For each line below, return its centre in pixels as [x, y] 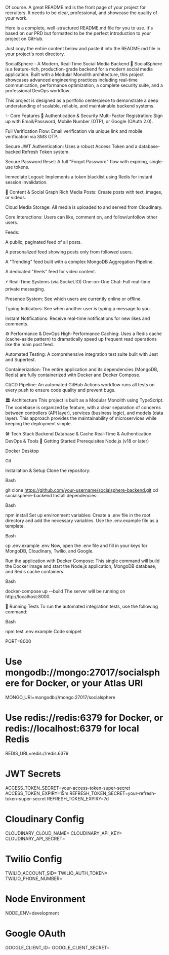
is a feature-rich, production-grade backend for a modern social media [79, 69]
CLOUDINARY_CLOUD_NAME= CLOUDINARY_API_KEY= [64, 833]
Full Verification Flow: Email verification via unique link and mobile [74, 131]
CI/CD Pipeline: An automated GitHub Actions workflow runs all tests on [80, 384]
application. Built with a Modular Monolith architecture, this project [75, 75]
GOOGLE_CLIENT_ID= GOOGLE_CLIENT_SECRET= [58, 947]
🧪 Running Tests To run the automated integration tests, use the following [82, 606]
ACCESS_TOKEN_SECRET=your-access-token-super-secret [68, 788]
